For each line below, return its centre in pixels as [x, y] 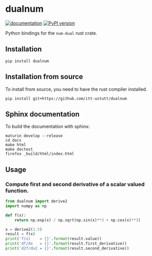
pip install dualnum [27, 61]
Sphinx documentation [42, 114]
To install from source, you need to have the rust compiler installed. [76, 89]
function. [17, 190]
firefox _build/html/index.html [40, 154]
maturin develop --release [34, 136]
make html [16, 145]
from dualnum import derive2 [36, 201]
